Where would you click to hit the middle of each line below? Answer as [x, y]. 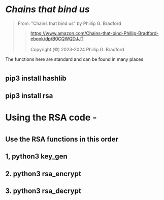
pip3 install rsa [29, 96]
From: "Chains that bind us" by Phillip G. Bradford [69, 23]
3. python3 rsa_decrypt [43, 191]
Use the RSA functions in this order [62, 139]
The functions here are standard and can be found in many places [74, 59]
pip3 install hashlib [36, 78]
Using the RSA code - [51, 117]
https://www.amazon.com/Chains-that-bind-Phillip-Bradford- [94, 33]
